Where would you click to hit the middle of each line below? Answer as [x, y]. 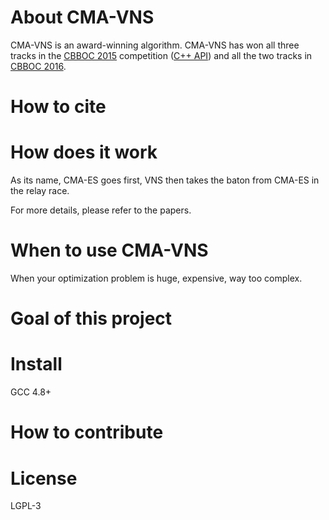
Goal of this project [91, 318]
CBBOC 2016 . [38, 66]
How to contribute [87, 432]
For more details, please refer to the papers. [101, 210]
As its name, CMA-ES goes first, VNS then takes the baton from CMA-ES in [165, 180]
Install [36, 364]
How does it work [84, 152]
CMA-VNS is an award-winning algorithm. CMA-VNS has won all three [155, 45]
